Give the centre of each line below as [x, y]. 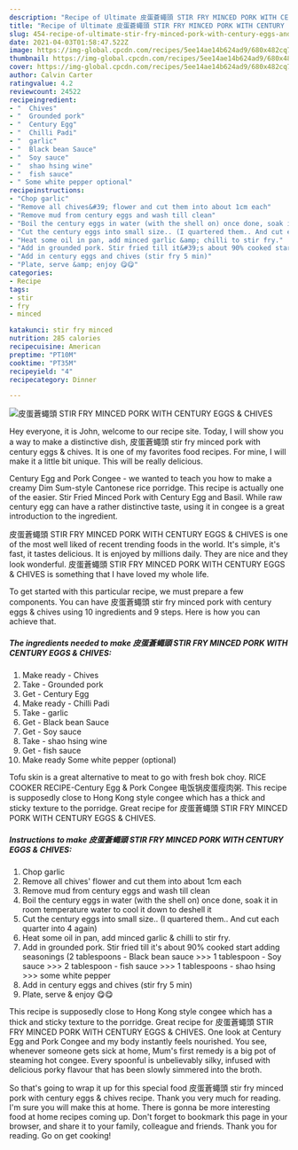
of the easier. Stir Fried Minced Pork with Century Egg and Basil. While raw [146, 497]
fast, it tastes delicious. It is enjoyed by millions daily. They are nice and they [149, 554]
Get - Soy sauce [51, 731]
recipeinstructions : [47, 191]
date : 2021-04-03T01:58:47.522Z [69, 42]
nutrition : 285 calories [55, 339]
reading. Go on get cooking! [60, 1136]
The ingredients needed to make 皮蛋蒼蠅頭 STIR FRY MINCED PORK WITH [149, 643]
